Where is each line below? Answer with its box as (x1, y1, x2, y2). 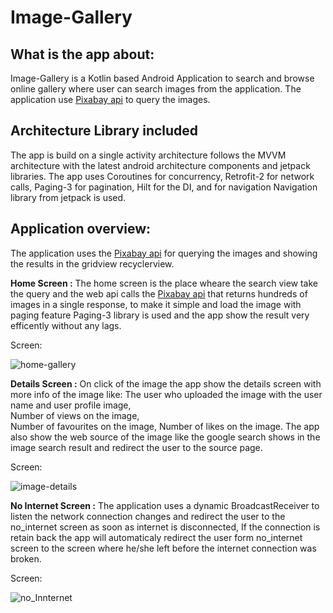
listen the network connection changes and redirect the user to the (10, 510, 286, 522)
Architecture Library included (10, 122, 199, 140)
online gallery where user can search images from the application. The (10, 83, 302, 95)
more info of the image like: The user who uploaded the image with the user (10, 388, 323, 400)
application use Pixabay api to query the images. (10, 94, 211, 105)
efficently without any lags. (10, 319, 122, 331)
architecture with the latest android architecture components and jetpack (10, 159, 311, 171)
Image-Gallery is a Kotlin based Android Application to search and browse (10, 72, 315, 84)
